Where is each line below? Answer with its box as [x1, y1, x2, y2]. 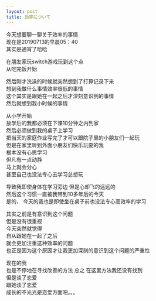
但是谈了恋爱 [6, 273, 37, 281]
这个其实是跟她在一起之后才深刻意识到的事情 [6, 92, 114, 100]
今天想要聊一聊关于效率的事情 [6, 30, 78, 38]
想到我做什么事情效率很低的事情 [6, 85, 83, 92]
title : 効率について [6, 14, 51, 20]
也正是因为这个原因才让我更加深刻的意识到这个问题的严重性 [6, 247, 150, 254]
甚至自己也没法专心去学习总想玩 [6, 170, 83, 177]
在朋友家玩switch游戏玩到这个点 [6, 58, 84, 65]
